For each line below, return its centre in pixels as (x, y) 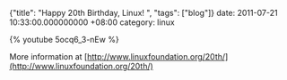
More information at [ (48, 56)
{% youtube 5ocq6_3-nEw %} (64, 40)
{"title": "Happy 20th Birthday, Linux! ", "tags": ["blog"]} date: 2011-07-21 (143, 13)
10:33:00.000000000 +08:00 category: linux (92, 22)
